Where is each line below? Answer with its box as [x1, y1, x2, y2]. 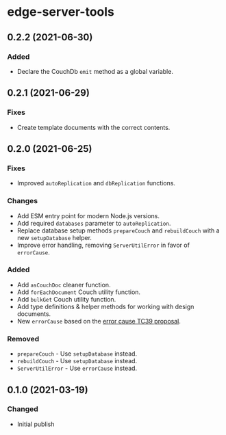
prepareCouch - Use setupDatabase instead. [16, 350, 138, 358]
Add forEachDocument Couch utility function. [16, 288, 141, 296]
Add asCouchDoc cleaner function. [16, 280, 111, 289]
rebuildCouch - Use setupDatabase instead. [16, 357, 138, 365]
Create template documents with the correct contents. [16, 123, 171, 131]
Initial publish [16, 420, 55, 428]
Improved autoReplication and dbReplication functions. [16, 179, 176, 187]
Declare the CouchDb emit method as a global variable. [16, 67, 173, 75]
